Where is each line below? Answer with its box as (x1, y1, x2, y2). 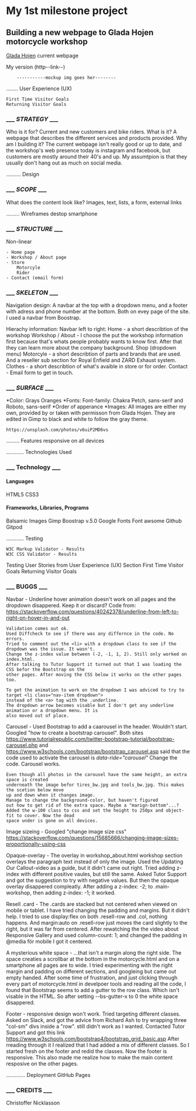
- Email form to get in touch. (6, 369, 74, 376)
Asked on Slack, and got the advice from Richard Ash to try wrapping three (6, 1017, 187, 1024)
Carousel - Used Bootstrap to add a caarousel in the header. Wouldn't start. (6, 723, 188, 730)
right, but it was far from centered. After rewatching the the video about (6, 925, 179, 932)
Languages (6, 478, 34, 484)
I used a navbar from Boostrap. (6, 315, 81, 322)
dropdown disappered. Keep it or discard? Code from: (6, 602, 136, 609)
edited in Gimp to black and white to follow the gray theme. (6, 416, 148, 423)
